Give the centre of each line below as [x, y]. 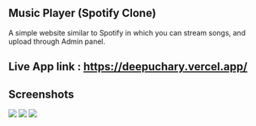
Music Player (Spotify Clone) [82, 13]
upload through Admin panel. [57, 41]
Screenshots [41, 94]
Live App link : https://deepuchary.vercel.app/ [128, 67]
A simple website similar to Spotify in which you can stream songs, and [127, 32]
